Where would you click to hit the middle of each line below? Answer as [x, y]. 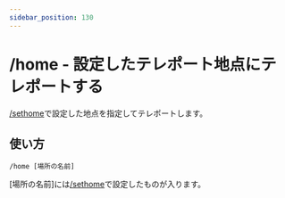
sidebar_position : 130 [51, 17]
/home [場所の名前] [42, 167]
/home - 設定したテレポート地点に [135, 64]
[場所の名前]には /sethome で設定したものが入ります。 [108, 185]
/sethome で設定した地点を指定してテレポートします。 [109, 113]
